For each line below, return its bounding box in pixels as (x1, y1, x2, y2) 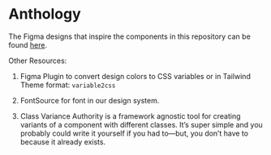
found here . (8, 40, 47, 49)
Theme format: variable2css (19, 80, 116, 90)
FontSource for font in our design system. (19, 95, 160, 105)
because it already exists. (19, 136, 106, 146)
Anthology (8, 5, 81, 23)
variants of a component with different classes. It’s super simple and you (19, 119, 264, 129)
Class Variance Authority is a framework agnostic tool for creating (19, 111, 241, 121)
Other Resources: (8, 56, 67, 65)
